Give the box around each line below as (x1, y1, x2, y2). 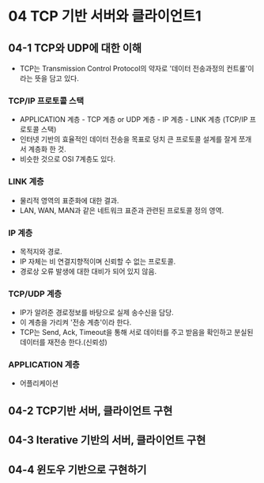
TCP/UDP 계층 (8, 288, 62, 299)
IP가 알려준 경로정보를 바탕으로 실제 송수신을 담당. (19, 308, 174, 318)
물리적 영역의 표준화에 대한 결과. (19, 196, 119, 205)
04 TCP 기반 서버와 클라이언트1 (8, 7, 202, 25)
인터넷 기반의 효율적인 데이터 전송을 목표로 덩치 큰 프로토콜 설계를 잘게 (19, 135, 237, 144)
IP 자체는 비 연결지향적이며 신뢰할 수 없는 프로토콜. (19, 257, 176, 266)
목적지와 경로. (19, 246, 63, 256)
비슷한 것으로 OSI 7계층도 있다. (19, 154, 116, 164)
